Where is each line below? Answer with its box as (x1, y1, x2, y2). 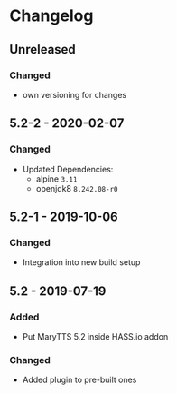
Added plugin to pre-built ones (22, 374, 137, 386)
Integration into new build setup (22, 257, 141, 268)
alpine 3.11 (35, 173, 78, 184)
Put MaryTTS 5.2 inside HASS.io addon (22, 330, 169, 341)
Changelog (9, 5, 94, 26)
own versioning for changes (22, 89, 127, 100)
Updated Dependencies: (22, 163, 114, 174)
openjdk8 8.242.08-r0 (35, 182, 118, 193)
